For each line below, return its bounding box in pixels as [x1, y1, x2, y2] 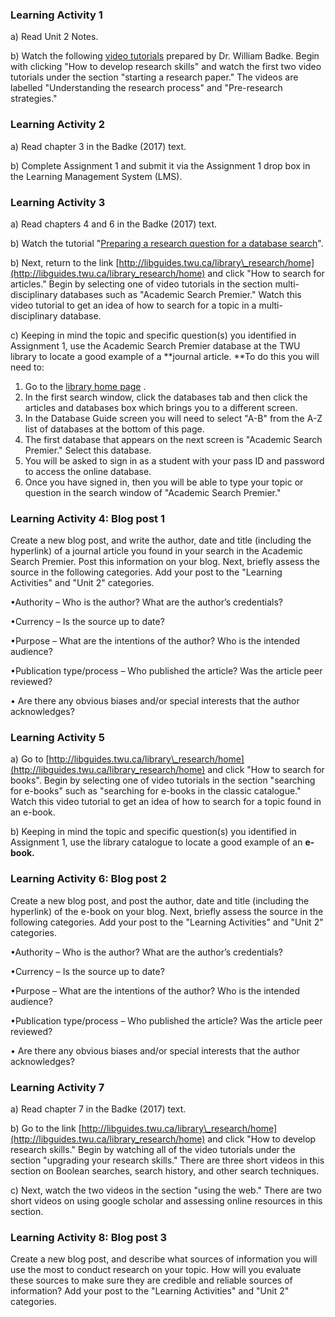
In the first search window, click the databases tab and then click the [24, 391, 308, 403]
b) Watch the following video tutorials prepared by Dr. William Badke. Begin [10, 50, 320, 62]
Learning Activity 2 [10, 118, 105, 132]
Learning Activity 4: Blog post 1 [10, 511, 165, 525]
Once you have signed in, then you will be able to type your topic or [24, 476, 304, 488]
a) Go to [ [10, 753, 50, 765]
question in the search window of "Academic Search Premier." [24, 486, 282, 498]
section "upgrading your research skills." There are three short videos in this [10, 1154, 325, 1167]
